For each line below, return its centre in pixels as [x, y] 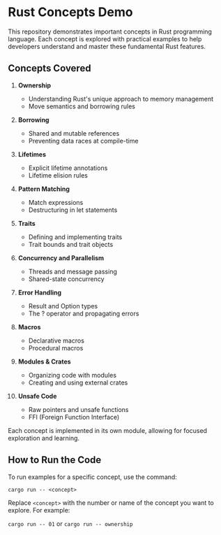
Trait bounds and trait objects [71, 244]
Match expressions [56, 202]
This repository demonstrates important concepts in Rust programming [110, 31]
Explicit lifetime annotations [68, 168]
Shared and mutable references [74, 133]
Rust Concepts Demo [70, 12]
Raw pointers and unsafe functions [78, 409]
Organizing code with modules [73, 375]
